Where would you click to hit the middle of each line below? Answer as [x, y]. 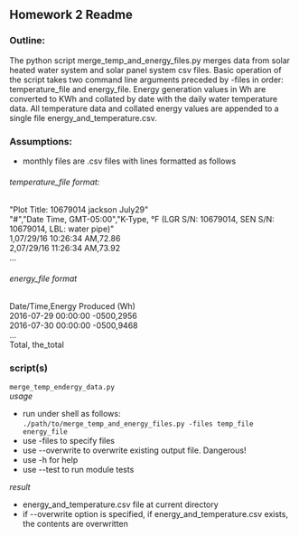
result [20, 486]
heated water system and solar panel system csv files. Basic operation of [145, 70]
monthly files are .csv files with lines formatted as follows [129, 161]
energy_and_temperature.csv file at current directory [120, 504]
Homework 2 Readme [71, 15]
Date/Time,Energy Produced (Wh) [72, 306]
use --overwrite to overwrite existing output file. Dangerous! [134, 450]
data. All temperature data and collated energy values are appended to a [144, 108]
